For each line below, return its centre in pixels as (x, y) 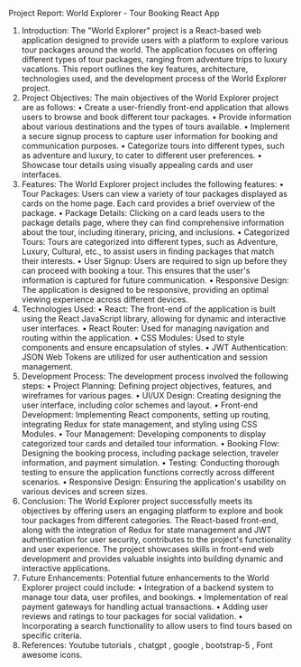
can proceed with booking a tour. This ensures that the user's (136, 271)
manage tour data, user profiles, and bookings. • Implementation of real (155, 597)
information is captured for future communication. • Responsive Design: (155, 280)
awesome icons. (52, 655)
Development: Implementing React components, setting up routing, (146, 414)
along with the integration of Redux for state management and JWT (146, 530)
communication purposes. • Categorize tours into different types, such (153, 146)
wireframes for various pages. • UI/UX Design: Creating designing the (151, 395)
